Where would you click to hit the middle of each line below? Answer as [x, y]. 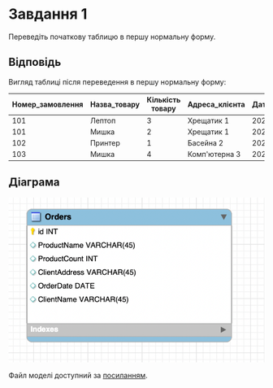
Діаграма [34, 183]
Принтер [105, 143]
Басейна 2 [205, 143]
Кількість [164, 100]
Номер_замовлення [48, 104]
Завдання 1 [48, 14]
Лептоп [103, 120]
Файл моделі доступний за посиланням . [78, 375]
